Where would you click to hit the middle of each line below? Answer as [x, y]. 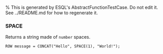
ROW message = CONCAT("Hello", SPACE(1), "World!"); [63, 46]
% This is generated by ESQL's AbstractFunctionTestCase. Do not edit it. [82, 7]
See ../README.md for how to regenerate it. [52, 13]
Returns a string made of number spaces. [48, 37]
